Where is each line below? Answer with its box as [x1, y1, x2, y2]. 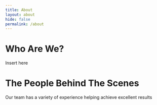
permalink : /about [5, 21, 44, 27]
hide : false [5, 17, 30, 22]
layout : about [5, 12, 35, 17]
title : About [5, 7, 33, 13]
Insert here [5, 60, 28, 66]
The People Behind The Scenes [5, 78, 139, 89]
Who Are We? [5, 43, 64, 55]
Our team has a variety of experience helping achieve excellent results [5, 94, 152, 100]
